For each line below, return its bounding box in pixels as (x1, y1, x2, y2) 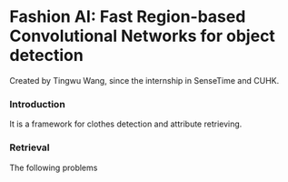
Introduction (9, 97, 65, 110)
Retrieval (9, 141, 50, 154)
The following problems (9, 162, 98, 173)
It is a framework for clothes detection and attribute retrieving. (9, 118, 243, 129)
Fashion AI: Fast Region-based (9, 6, 246, 27)
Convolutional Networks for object (9, 25, 275, 46)
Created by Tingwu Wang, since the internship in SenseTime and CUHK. (9, 75, 280, 86)
